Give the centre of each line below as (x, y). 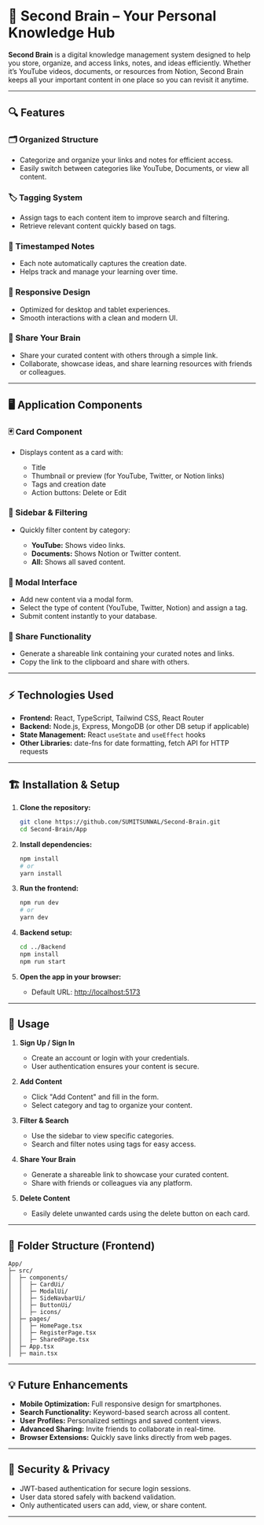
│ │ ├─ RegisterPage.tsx (52, 1333)
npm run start (42, 961)
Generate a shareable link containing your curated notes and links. (127, 653)
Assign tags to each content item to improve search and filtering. (125, 217)
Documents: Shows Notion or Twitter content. (106, 553)
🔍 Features (37, 113)
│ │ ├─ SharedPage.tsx (49, 1340)
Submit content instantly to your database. (88, 616)
